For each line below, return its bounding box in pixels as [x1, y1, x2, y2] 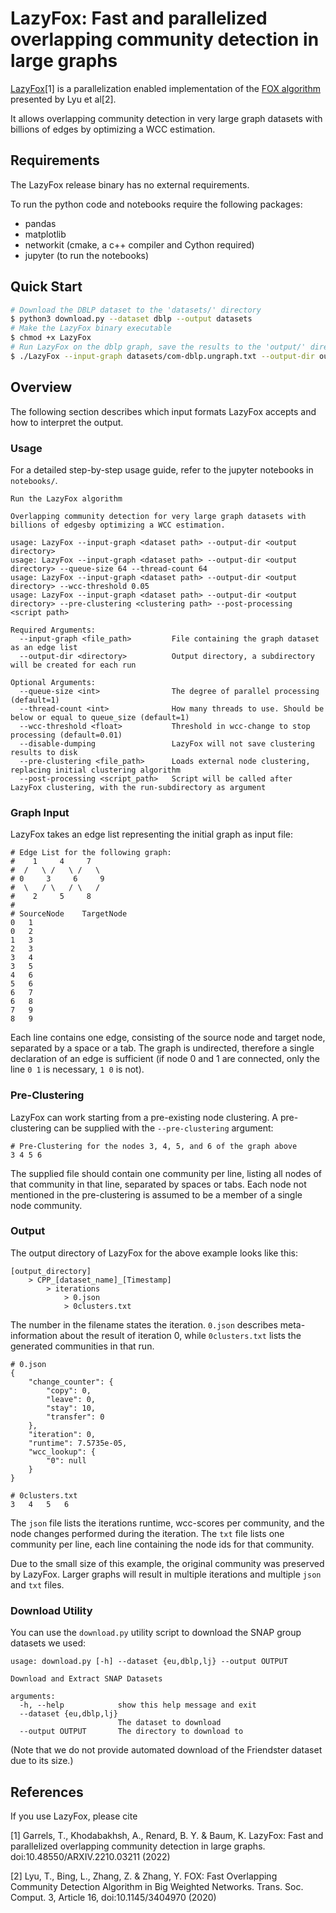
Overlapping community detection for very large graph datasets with [10, 511, 307, 521]
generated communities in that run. [10, 1340, 155, 1352]
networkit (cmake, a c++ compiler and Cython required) [24, 238, 255, 251]
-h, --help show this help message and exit [19, 1700, 257, 1711]
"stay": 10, [46, 1403, 97, 1413]
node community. [10, 1199, 83, 1211]
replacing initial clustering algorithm [10, 765, 182, 775]
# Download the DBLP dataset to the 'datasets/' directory [10, 305, 262, 315]
